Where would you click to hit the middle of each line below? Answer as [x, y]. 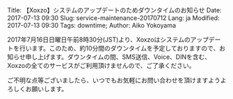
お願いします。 [47, 89]
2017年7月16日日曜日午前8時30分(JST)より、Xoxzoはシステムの [99, 39]
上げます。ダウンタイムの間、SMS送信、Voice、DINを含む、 [124, 57]
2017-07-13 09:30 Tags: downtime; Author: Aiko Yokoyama [91, 25]
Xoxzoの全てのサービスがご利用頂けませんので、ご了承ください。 [101, 65]
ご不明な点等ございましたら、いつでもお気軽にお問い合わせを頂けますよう [114, 80]
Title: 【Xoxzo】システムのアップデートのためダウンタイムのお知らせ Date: [114, 10]
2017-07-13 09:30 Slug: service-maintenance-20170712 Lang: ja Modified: [114, 18]
